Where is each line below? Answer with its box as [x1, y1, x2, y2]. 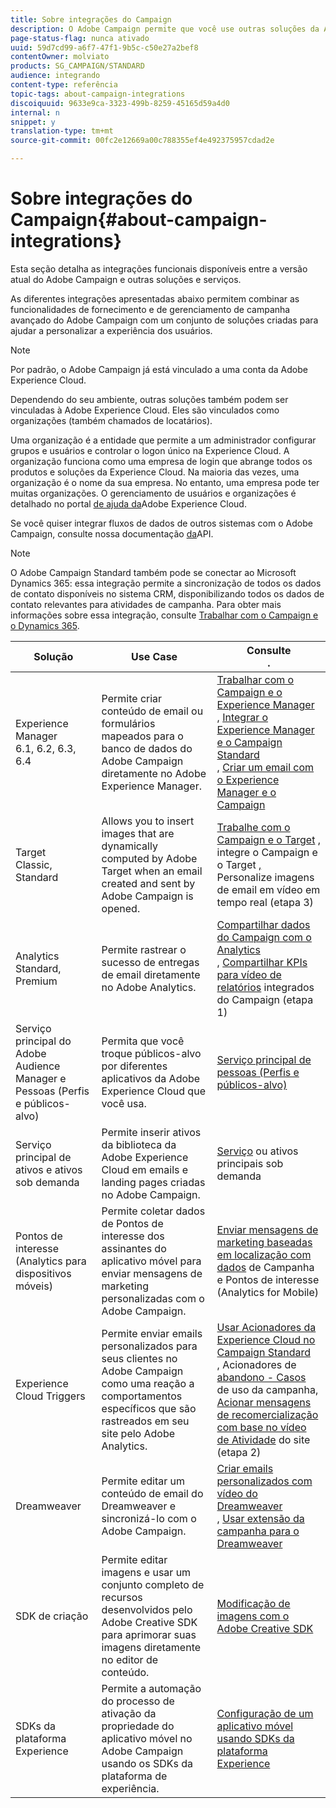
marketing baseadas [216, 1235, 313, 1249]
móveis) [15, 1279, 53, 1293]
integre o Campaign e [216, 845, 318, 859]
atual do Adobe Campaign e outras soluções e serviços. [10, 273, 242, 285]
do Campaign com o [216, 930, 312, 944]
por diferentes [101, 1059, 168, 1073]
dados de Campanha [216, 1260, 315, 1274]
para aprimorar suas [101, 1627, 197, 1641]
